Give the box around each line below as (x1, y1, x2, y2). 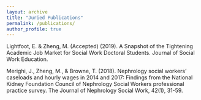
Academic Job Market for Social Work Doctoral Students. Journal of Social (6, 49, 195, 57)
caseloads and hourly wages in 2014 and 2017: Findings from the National (6, 74, 193, 81)
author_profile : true (6, 26, 62, 32)
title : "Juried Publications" (6, 15, 84, 21)
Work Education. (6, 55, 48, 63)
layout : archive (6, 9, 48, 15)
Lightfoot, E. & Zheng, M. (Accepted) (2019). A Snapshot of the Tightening (6, 43, 193, 50)
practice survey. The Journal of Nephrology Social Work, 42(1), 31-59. (6, 87, 183, 95)
